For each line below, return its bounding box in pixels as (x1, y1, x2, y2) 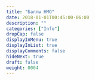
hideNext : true (6, 54, 44, 60)
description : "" (6, 20, 47, 26)
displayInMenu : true (6, 37, 58, 43)
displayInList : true (6, 43, 58, 49)
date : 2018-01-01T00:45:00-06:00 (6, 14, 90, 20)
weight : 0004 (6, 64, 39, 71)
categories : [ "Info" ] (6, 25, 60, 32)
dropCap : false (6, 31, 44, 37)
